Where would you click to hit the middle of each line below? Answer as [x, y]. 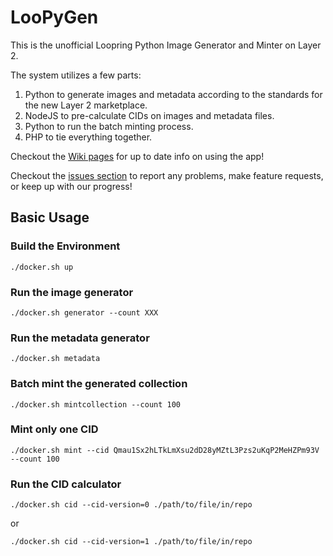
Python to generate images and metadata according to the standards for [173, 94]
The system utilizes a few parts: [76, 75]
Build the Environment [65, 246]
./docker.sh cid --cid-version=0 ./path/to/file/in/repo [131, 505]
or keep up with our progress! [71, 186]
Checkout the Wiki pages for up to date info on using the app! [137, 156]
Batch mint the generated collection [99, 384]
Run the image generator [72, 292]
